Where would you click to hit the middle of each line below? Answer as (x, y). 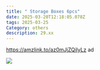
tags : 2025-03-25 (27, 22)
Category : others (27, 28)
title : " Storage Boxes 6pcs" (43, 11)
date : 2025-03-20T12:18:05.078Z (46, 17)
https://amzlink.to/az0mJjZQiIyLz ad (50, 50)
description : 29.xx (30, 33)
